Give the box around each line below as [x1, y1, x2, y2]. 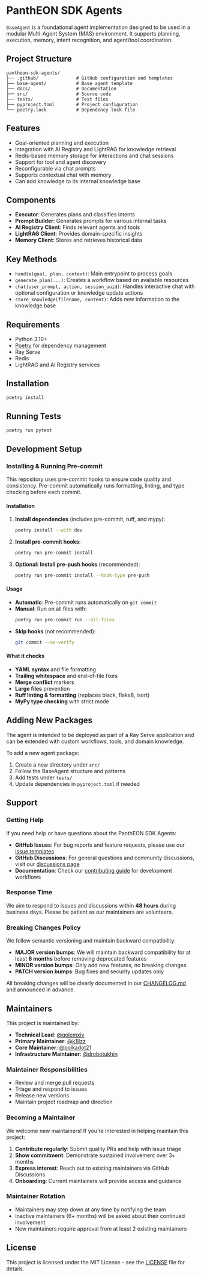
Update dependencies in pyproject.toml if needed [14, 780, 140, 787]
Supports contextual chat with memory [14, 171, 112, 178]
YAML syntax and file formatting [14, 666, 96, 673]
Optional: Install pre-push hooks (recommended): [14, 561, 140, 568]
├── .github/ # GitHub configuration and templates [6, 75, 173, 81]
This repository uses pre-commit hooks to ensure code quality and [6, 475, 172, 483]
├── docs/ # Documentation [6, 86, 117, 92]
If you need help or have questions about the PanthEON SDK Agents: [6, 829, 177, 836]
